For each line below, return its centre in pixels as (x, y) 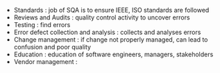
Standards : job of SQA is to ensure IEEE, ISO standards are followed (111, 10)
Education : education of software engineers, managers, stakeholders (113, 54)
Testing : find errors (42, 25)
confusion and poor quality (52, 47)
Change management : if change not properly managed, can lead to (111, 40)
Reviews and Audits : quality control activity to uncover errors (102, 17)
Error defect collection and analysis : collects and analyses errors (107, 32)
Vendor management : (45, 62)
